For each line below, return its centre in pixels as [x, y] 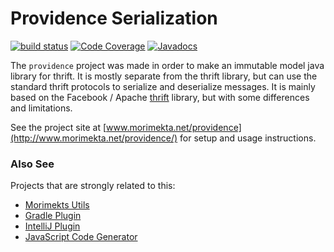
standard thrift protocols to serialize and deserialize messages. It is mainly [163, 86]
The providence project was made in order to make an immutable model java [167, 65]
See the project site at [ [58, 127]
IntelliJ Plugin [52, 226]
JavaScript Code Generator [81, 237]
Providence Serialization [114, 18]
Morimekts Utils [57, 205]
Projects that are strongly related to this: [93, 186]
